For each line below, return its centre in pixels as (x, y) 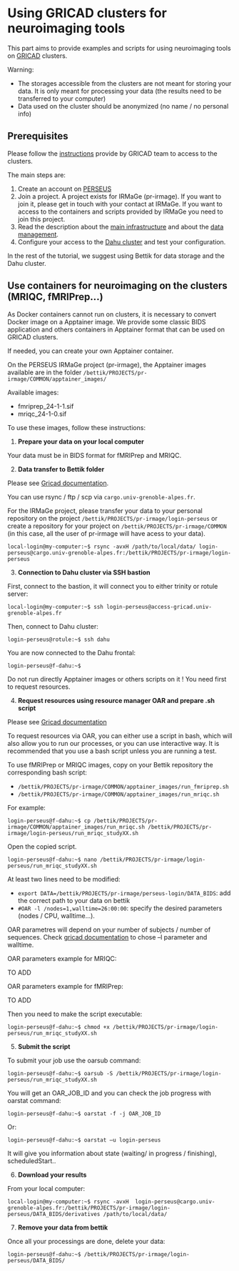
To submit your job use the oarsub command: (74, 1060)
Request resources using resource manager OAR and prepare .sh (116, 700)
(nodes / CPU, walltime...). (56, 915)
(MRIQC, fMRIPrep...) (55, 297)
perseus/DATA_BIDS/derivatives (54, 1214)
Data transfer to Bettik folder (61, 469)
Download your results (52, 1175)
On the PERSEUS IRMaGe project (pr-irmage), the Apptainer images (107, 364)
